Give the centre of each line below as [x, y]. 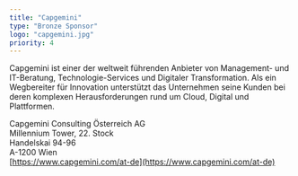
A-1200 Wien [34, 153]
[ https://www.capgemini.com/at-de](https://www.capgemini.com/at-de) [142, 162]
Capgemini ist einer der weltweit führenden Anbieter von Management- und [149, 68]
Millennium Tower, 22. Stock [61, 133]
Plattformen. [32, 106]
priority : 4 [31, 43]
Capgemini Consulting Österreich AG [78, 124]
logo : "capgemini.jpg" [52, 34]
